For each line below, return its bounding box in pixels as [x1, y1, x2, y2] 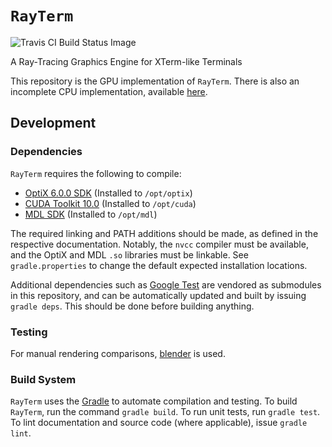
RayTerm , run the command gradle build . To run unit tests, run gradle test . [10, 406, 321, 418]
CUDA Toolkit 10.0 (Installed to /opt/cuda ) [24, 197, 197, 209]
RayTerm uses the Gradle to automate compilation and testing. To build [10, 395, 298, 407]
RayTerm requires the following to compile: [10, 167, 182, 179]
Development [10, 115, 97, 132]
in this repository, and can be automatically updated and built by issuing [10, 289, 307, 301]
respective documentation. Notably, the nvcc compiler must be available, [10, 238, 309, 250]
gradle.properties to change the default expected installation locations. [10, 259, 308, 271]
